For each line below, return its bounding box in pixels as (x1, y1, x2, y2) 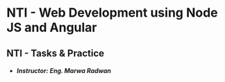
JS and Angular (6, 19, 98, 35)
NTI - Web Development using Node (6, 5, 218, 21)
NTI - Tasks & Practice (6, 47, 105, 59)
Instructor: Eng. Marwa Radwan (16, 67, 112, 75)
